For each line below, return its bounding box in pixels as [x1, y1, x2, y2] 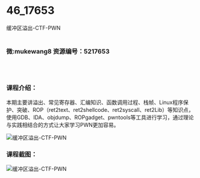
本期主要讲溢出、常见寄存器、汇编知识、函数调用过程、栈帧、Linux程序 [6, 99, 184, 106]
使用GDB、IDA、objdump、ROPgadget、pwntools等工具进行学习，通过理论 [6, 114, 194, 121]
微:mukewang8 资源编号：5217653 [6, 47, 110, 55]
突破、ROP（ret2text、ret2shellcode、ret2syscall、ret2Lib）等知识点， [16, 106, 194, 113]
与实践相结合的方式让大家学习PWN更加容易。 [6, 121, 119, 128]
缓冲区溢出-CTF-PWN [6, 24, 61, 31]
